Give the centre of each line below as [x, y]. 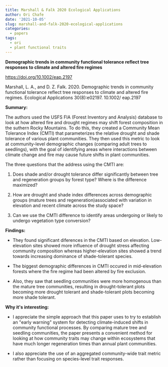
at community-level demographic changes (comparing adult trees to [76, 144]
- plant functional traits [38, 47]
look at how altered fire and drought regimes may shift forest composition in [84, 122]
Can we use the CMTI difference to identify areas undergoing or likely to [88, 215]
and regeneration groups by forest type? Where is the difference [79, 179]
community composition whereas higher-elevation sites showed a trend [87, 251]
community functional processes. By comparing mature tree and [79, 327]
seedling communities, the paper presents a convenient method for [82, 333]
